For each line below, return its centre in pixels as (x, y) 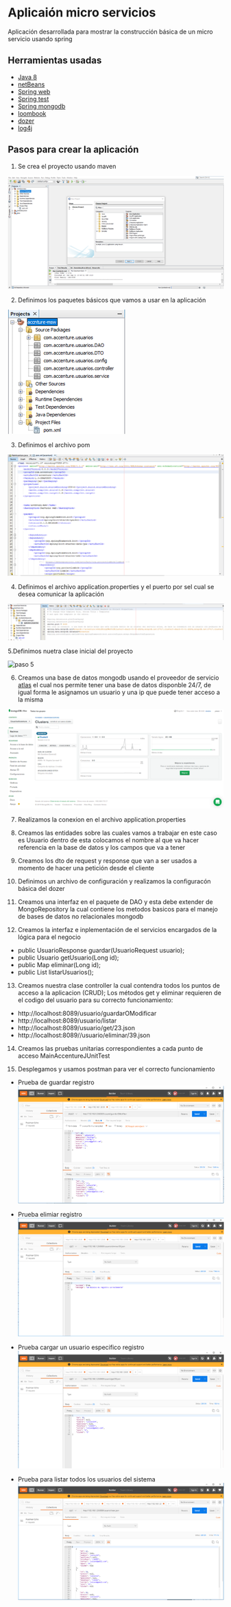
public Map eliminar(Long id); (59, 964)
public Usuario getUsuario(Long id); (68, 957)
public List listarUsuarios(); (56, 972)
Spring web (34, 91)
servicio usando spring (40, 38)
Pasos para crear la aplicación (73, 150)
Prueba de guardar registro (56, 1082)
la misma (31, 699)
